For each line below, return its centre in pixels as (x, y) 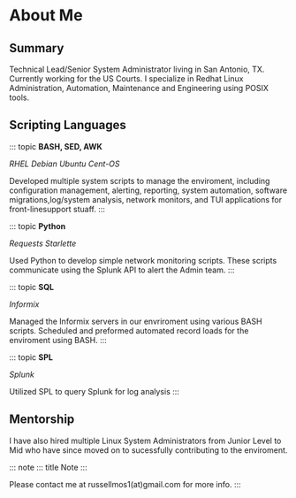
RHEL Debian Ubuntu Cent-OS (65, 164)
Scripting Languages (68, 125)
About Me (46, 15)
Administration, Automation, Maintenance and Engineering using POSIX (139, 88)
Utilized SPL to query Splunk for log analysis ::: (94, 391)
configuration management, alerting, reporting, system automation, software (148, 190)
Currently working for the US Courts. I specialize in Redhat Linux (126, 79)
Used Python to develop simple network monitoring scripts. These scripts (143, 260)
